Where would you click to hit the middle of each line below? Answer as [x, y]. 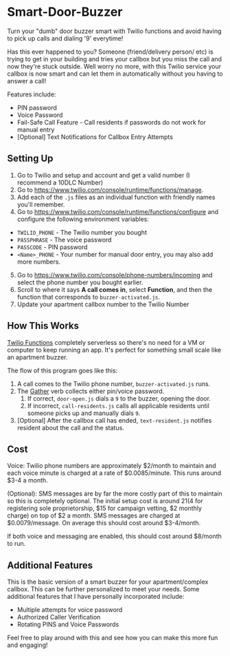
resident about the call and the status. [71, 427]
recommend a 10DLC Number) [60, 182]
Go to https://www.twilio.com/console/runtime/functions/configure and [117, 211]
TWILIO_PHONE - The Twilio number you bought [82, 232]
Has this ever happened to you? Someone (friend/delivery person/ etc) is [111, 52]
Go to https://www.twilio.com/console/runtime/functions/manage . [110, 189]
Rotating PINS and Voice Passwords [68, 624]
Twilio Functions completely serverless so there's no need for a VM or [106, 342]
